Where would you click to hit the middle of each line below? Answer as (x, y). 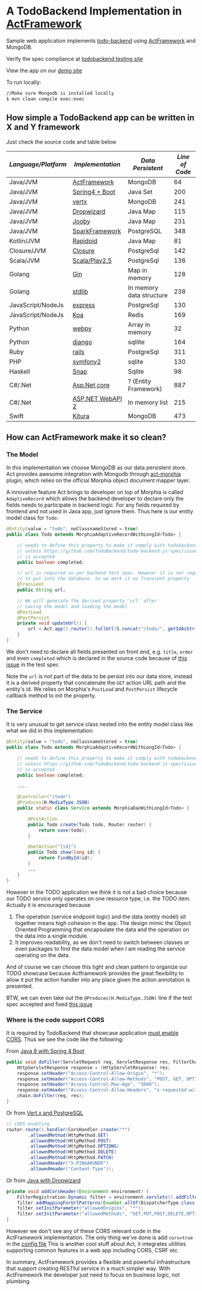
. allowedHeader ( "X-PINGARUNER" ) (69, 1164)
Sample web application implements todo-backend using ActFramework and (101, 40)
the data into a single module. (52, 936)
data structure (148, 295)
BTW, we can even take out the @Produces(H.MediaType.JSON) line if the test (99, 998)
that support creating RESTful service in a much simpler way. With (88, 1269)
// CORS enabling (28, 1124)
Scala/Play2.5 (92, 260)
